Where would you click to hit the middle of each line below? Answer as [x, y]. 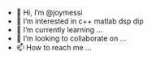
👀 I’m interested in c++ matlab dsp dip [80, 21]
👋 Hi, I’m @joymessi [49, 13]
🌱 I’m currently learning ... [59, 30]
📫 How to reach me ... [54, 47]
